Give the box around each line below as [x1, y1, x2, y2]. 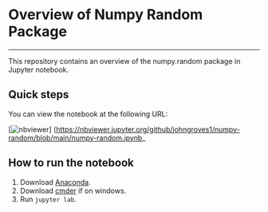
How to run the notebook [8, 156, 134, 170]
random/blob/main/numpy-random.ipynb [8, 133, 143, 143]
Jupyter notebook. [8, 65, 69, 74]
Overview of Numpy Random [8, 6, 203, 24]
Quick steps [8, 88, 69, 101]
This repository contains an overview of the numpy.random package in [8, 56, 241, 65]
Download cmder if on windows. [19, 186, 127, 195]
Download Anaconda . [19, 177, 92, 186]
